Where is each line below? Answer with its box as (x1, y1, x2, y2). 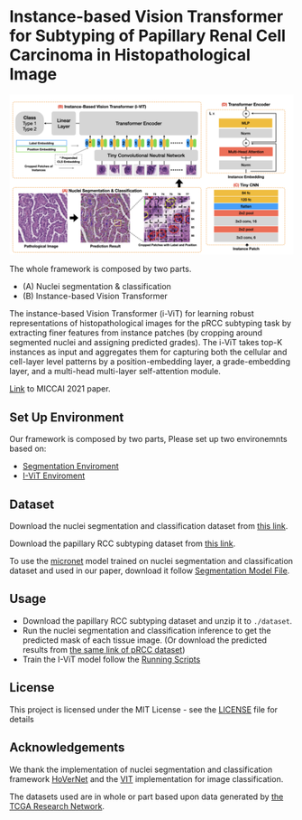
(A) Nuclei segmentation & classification (22, 281, 171, 292)
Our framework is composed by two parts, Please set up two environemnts (9, 434, 288, 445)
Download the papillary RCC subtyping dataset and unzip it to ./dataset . (22, 615, 293, 626)
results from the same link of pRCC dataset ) (22, 644, 186, 655)
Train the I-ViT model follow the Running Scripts (22, 654, 201, 664)
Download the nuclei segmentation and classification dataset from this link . (9, 521, 288, 532)
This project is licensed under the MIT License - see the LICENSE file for (9, 703, 278, 715)
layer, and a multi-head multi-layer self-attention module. (9, 366, 221, 377)
